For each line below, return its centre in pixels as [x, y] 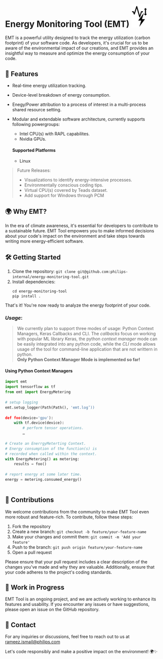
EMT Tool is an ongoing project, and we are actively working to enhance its [81, 599]
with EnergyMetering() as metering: [42, 459]
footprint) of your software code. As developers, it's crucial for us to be [77, 43]
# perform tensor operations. [53, 428]
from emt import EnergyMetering [38, 392]
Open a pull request [32, 552]
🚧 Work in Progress [35, 587]
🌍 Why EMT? [26, 211]
